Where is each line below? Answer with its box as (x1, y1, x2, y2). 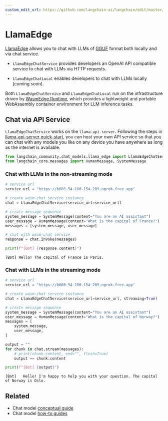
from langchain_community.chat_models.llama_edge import (5, 154, 126, 159)
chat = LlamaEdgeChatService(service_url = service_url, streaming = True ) (5, 296, 157, 301)
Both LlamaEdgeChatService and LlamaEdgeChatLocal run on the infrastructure (5, 90, 163, 96)
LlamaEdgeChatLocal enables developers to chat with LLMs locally (12, 75, 147, 81)
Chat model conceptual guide (12, 405, 73, 411)
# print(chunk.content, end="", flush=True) (14, 351, 108, 356)
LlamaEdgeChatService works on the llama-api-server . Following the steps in (5, 128, 162, 135)
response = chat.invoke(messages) (5, 237, 77, 242)
